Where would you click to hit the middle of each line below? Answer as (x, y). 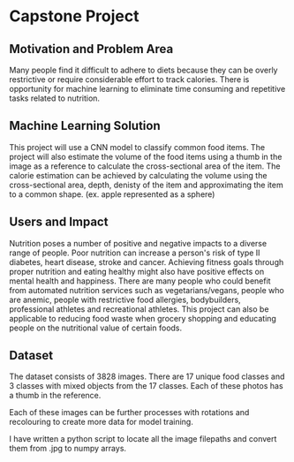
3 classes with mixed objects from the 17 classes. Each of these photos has (147, 386)
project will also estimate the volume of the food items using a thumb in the (146, 156)
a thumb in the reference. (55, 396)
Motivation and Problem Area (91, 49)
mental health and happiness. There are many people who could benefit (140, 281)
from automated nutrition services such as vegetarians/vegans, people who (147, 290)
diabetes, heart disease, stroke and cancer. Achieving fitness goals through (147, 261)
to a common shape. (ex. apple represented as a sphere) (112, 194)
